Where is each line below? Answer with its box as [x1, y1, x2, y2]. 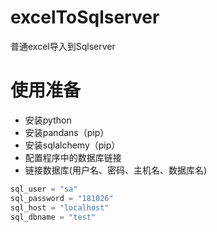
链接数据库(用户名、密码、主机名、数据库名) [24, 164, 208, 176]
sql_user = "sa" [10, 184, 78, 194]
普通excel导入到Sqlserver [10, 40, 116, 52]
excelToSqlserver [10, 6, 160, 29]
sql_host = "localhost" [10, 202, 110, 213]
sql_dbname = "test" [10, 212, 97, 222]
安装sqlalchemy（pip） [24, 139, 121, 151]
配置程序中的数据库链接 [24, 151, 122, 163]
